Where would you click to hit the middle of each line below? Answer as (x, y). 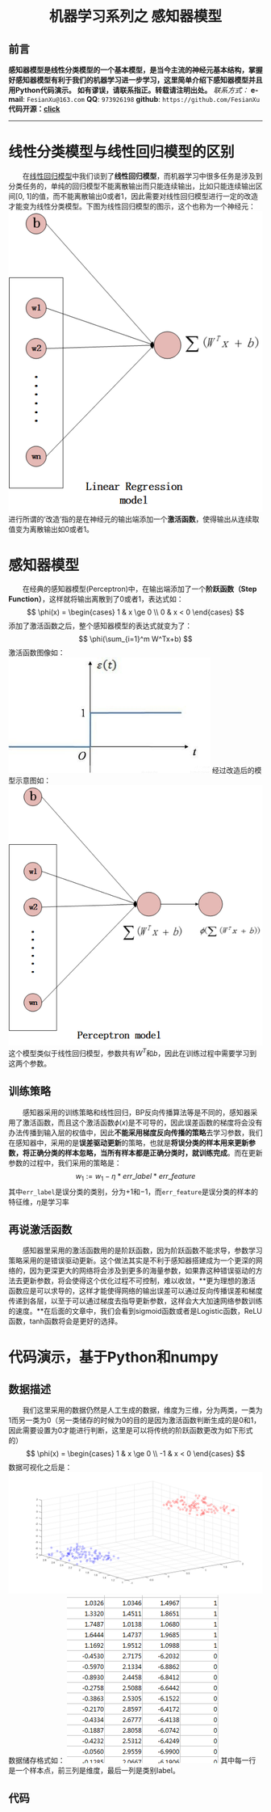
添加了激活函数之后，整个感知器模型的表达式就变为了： (100, 626)
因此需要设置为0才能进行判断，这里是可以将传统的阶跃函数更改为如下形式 (131, 1430)
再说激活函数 (40, 1230)
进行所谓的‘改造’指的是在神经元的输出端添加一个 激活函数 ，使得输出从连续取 (134, 519)
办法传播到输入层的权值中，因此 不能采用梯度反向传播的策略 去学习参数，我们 (135, 1132)
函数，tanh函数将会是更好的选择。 (65, 1321)
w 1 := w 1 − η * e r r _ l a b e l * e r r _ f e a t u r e (135, 1177)
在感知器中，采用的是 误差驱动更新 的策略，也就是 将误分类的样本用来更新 (128, 1143)
